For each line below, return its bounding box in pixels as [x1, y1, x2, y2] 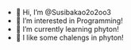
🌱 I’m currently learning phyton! [15, 25, 119, 33]
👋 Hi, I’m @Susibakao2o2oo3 [15, 8, 111, 17]
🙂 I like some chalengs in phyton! [15, 33, 125, 42]
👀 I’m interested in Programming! [15, 16, 123, 25]
